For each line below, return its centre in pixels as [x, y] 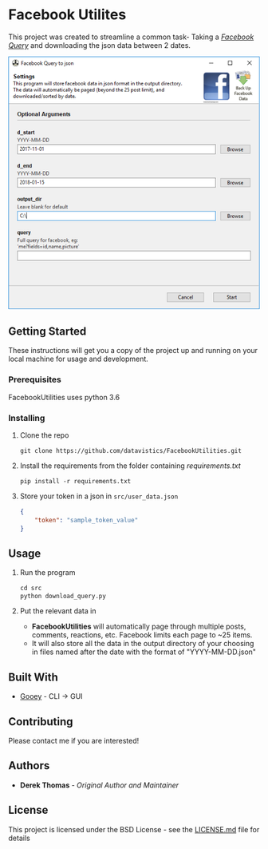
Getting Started [47, 332]
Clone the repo [44, 435]
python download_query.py [63, 597]
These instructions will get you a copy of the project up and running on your [133, 351]
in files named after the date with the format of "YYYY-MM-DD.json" [144, 652]
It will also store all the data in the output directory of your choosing [143, 644]
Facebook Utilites [67, 15]
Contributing [41, 722]
